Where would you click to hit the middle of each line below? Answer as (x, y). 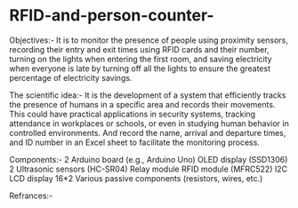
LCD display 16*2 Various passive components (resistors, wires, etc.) (136, 178)
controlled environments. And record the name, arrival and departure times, (148, 132)
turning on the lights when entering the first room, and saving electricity (141, 59)
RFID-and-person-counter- (112, 16)
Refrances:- (31, 196)
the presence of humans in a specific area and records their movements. (142, 104)
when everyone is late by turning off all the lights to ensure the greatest (140, 68)
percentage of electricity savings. (71, 77)
